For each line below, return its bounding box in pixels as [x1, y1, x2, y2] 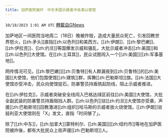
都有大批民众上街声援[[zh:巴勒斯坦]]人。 [27, 127, 111, 133]
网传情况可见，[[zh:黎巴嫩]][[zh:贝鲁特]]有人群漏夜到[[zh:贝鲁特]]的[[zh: [5, 68, 154, 74]
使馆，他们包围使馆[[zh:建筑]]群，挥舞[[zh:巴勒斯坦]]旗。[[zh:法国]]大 [17, 74, 161, 80]
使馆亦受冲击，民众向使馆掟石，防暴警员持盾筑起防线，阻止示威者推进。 [5, 81, 155, 87]
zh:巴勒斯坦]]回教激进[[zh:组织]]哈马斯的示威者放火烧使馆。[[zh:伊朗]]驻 [13, 104, 162, 110]
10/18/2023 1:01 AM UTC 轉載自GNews [5, 22, 85, 28]
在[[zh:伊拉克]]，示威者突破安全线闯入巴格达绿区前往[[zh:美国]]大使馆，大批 [5, 91, 163, 97]
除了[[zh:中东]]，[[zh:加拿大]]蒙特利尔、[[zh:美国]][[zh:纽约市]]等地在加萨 [5, 121, 157, 127]
